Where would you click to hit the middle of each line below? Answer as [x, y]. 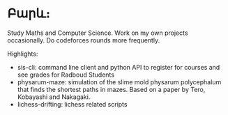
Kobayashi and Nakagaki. [54, 97]
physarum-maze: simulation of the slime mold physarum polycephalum [119, 82]
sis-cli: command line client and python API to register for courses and [119, 67]
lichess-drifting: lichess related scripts [72, 104]
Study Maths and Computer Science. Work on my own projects [98, 33]
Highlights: [23, 54]
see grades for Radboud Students [66, 75]
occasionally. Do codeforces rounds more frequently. [84, 40]
